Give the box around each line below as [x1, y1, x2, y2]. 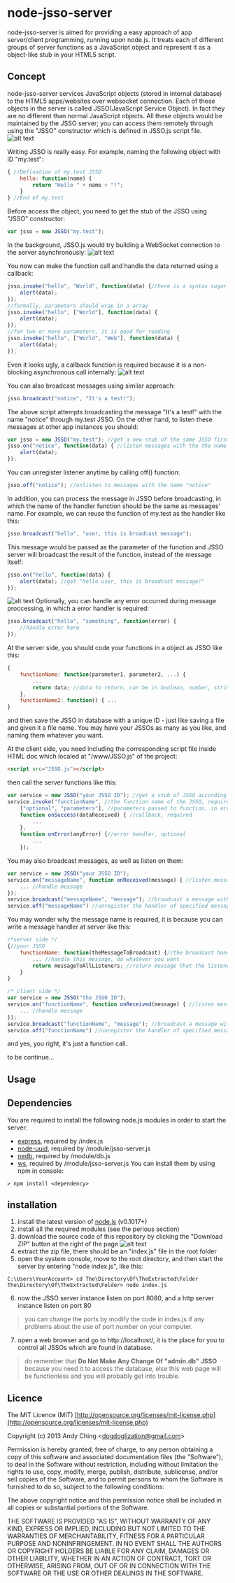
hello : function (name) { [20, 175, 92, 182]
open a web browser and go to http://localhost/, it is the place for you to [17, 1336, 225, 1344]
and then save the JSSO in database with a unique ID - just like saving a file [7, 716, 225, 725]
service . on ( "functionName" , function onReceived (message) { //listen [7, 1001, 215, 1008]
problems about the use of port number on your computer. [24, 1323, 193, 1331]
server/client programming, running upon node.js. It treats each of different [7, 35, 224, 43]
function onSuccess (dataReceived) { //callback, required [20, 811, 192, 818]
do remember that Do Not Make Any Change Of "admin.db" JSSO [24, 1357, 218, 1365]
